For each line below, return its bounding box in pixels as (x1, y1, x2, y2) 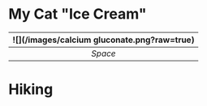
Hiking (8, 80, 54, 99)
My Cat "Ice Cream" (8, 5, 147, 23)
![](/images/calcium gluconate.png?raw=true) (12, 34, 195, 45)
